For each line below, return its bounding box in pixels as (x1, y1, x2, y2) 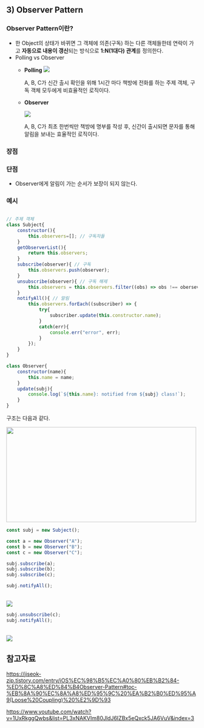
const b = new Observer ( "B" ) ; (6, 543, 83, 550)
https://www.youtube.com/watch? (6, 708, 92, 715)
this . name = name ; (28, 374, 75, 380)
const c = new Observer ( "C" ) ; (6, 550, 83, 556)
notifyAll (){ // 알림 (17, 295, 70, 302)
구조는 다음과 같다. (6, 414, 50, 422)
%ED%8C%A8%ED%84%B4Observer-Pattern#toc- (6, 683, 137, 690)
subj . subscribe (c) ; (6, 572, 56, 578)
